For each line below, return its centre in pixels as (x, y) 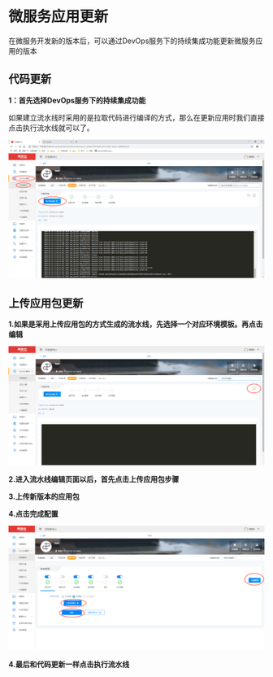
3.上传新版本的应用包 (44, 496)
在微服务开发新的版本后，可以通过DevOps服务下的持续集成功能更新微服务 (132, 41)
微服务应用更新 (58, 17)
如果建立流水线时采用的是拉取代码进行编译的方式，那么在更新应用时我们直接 (136, 117)
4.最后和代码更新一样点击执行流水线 (69, 665)
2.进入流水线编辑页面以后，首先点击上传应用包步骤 (94, 479)
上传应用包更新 (46, 303)
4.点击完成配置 (33, 514)
